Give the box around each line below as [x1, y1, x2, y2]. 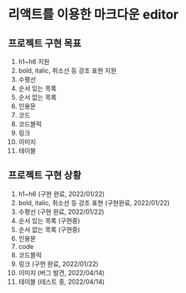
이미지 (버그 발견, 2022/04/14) [18, 268, 105, 277]
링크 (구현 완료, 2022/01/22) [18, 259, 99, 268]
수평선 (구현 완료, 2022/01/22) [18, 207, 105, 216]
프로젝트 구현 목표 [8, 37, 82, 49]
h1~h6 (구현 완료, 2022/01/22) [18, 190, 105, 198]
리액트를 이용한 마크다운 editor [8, 6, 179, 23]
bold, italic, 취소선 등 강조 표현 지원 [18, 66, 116, 75]
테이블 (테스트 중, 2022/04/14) [18, 277, 105, 286]
